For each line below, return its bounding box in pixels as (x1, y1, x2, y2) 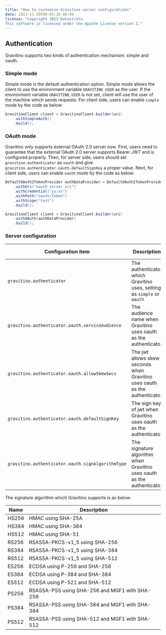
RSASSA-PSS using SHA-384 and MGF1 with (29, 601, 136, 608)
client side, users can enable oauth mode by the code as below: (5, 170, 135, 176)
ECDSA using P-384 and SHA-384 (29, 571, 112, 578)
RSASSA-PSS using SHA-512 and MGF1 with (29, 616, 136, 623)
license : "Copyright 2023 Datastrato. (5, 16, 85, 21)
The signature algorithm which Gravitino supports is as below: (5, 495, 131, 501)
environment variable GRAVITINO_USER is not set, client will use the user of (5, 92, 154, 98)
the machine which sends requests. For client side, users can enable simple (5, 97, 160, 103)
